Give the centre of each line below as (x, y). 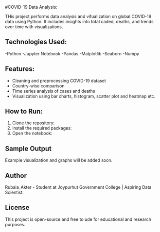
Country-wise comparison (38, 86)
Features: (20, 69)
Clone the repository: (33, 123)
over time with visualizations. (34, 27)
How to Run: (24, 111)
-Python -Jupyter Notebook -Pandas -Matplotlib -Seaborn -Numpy (72, 53)
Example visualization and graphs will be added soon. (59, 160)
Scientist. (14, 192)
